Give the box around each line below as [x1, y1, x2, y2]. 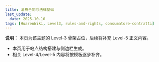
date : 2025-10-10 [9, 16, 46, 21]
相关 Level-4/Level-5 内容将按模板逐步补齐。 [12, 52, 104, 58]
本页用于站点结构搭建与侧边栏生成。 [12, 45, 87, 52]
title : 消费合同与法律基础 [5, 7, 55, 12]
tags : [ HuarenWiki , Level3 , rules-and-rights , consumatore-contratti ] [5, 21, 155, 26]
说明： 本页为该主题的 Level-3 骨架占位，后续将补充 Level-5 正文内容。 [5, 35, 152, 41]
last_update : [5, 12, 32, 17]
